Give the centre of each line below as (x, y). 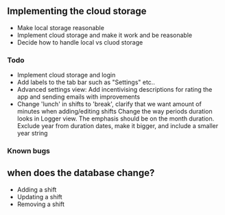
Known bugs (28, 151)
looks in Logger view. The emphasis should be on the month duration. (116, 118)
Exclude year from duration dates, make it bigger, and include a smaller (117, 126)
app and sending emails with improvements (79, 97)
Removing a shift (41, 204)
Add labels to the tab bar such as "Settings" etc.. (86, 82)
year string (32, 134)
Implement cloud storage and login (66, 75)
